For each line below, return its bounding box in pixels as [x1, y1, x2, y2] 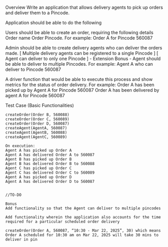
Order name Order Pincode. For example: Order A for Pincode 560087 [5, 35, 153, 41]
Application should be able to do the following [5, 20, 102, 25]
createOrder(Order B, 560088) [5, 112, 70, 117]
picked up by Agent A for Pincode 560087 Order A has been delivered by [5, 87, 159, 93]
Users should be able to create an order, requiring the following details [5, 30, 154, 35]
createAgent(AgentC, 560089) [5, 134, 67, 140]
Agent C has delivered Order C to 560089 [5, 170, 95, 175]
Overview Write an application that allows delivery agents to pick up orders [5, 5, 163, 10]
